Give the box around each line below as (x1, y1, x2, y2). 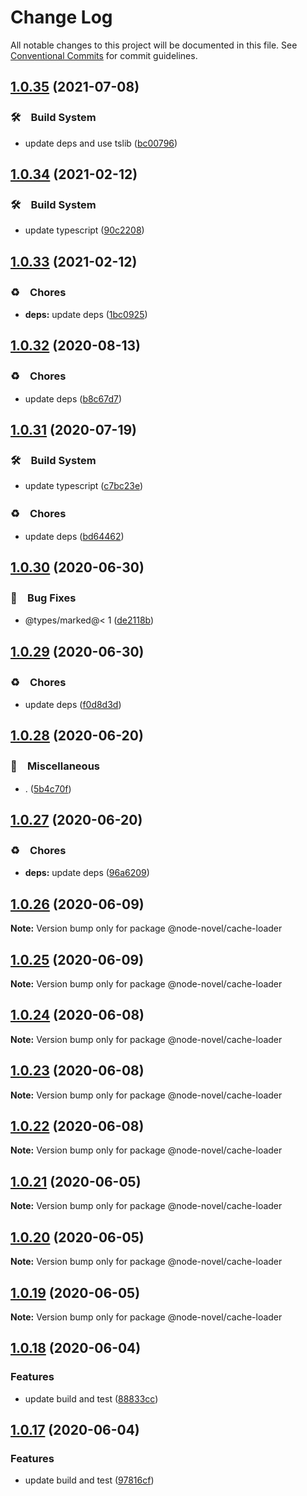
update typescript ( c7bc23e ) (24, 480, 144, 492)
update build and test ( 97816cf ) (24, 1474, 155, 1486)
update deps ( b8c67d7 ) (24, 392, 123, 405)
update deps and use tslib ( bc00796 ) (24, 137, 178, 149)
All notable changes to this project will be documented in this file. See (10, 39, 298, 51)
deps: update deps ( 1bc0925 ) (24, 309, 148, 320)
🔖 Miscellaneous (10, 759, 100, 773)
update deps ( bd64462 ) (24, 530, 125, 542)
